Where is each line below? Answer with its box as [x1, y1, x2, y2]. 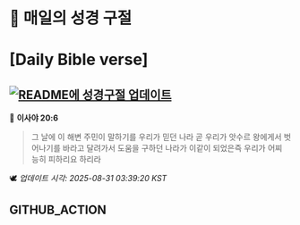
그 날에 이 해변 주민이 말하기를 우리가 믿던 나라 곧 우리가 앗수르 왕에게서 [30, 131, 282, 143]
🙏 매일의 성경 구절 [9, 8, 133, 29]
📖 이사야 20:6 [9, 112, 59, 123]
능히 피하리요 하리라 [30, 154, 101, 165]
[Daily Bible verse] [9, 50, 149, 70]
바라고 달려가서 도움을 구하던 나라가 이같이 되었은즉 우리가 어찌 [62, 143, 283, 154]
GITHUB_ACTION [9, 202, 107, 217]
